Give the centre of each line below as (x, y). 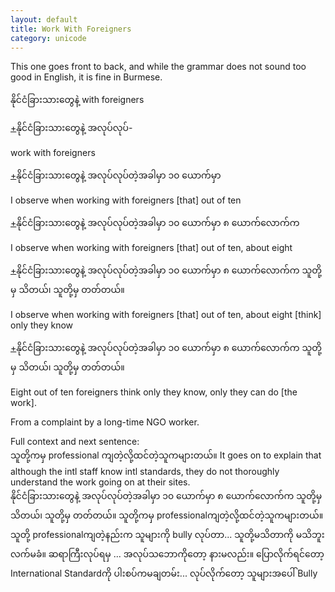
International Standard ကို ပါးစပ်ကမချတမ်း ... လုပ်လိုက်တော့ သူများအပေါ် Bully (164, 573)
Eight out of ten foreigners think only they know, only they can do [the (154, 392)
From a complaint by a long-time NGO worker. (105, 422)
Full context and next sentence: (75, 442)
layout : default (44, 19)
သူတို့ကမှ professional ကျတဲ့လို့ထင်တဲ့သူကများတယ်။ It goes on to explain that (166, 455)
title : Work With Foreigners (71, 29)
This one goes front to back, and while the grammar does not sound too (158, 67)
